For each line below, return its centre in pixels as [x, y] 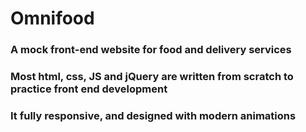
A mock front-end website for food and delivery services [151, 50]
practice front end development [89, 89]
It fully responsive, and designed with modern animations [153, 115]
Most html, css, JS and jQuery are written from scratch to [152, 77]
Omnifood [52, 18]
